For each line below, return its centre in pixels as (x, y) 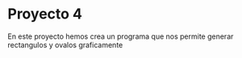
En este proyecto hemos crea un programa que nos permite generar (121, 36)
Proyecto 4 (45, 14)
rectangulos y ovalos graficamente (65, 44)
